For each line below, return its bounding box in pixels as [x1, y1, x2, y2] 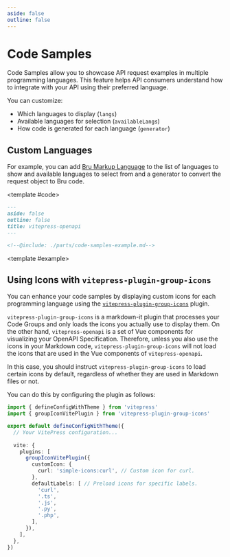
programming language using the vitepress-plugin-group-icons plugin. [7, 299, 210, 308]
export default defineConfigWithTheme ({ [7, 423, 125, 430]
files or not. [7, 377, 40, 385]
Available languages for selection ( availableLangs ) [16, 117, 160, 126]
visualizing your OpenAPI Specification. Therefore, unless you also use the [7, 334, 218, 343]
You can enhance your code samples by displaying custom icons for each [7, 293, 216, 301]
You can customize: [7, 97, 63, 105]
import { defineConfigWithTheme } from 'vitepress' [7, 404, 158, 411]
